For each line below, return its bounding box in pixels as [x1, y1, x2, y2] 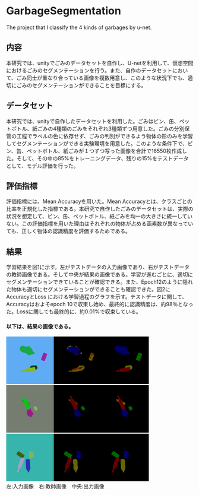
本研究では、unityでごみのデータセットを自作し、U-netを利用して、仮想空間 [6, 59, 194, 66]
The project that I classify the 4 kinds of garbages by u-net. [6, 24, 152, 31]
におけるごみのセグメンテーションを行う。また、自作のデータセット [6, 66, 172, 74]
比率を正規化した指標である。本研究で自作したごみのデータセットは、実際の [6, 205, 194, 212]
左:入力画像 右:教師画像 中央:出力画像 [6, 483, 105, 490]
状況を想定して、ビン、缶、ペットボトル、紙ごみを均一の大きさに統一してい [6, 212, 193, 220]
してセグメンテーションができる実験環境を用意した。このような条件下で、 [6, 139, 188, 147]
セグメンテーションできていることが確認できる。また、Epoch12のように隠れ [6, 278, 193, 285]
